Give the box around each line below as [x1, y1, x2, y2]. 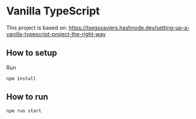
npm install [6, 75, 36, 82]
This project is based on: [6, 24, 68, 31]
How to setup [6, 48, 57, 58]
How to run [6, 92, 49, 102]
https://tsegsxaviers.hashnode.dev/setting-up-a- [69, 24, 190, 31]
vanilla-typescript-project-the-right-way [6, 30, 106, 37]
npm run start [6, 108, 42, 114]
